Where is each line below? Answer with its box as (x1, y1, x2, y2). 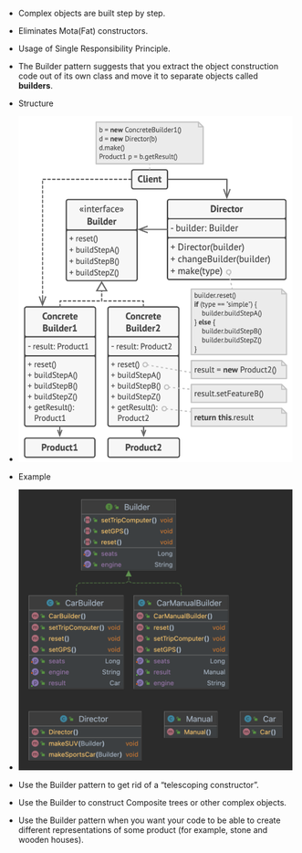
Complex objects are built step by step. (17, 8, 166, 18)
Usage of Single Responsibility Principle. (17, 43, 171, 54)
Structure (17, 98, 54, 109)
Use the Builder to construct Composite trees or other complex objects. (17, 797, 287, 808)
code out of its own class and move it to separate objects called (17, 70, 258, 81)
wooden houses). (17, 835, 84, 846)
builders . (17, 80, 53, 90)
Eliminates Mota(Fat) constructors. (17, 26, 149, 36)
